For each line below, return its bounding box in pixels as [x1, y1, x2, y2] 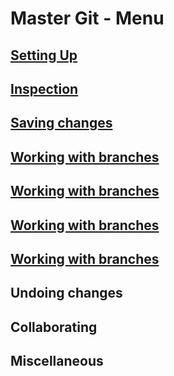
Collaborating [10, 318, 98, 336]
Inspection [10, 80, 79, 97]
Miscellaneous [10, 353, 104, 370]
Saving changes [10, 115, 113, 132]
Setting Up [10, 47, 78, 64]
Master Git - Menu [10, 7, 165, 30]
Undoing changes [10, 285, 123, 302]
